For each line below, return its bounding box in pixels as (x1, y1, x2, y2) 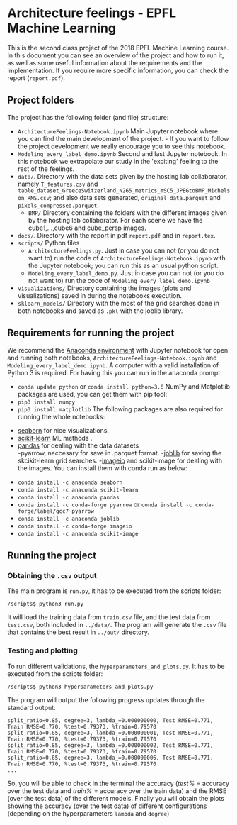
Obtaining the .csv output (7, 570, 97, 580)
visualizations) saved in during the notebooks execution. (17, 291, 183, 299)
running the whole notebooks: (17, 412, 105, 421)
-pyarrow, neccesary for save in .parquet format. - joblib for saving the (17, 448, 222, 457)
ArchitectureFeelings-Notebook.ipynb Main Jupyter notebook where (17, 126, 219, 135)
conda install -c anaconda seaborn (17, 479, 123, 486)
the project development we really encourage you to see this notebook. (17, 142, 226, 150)
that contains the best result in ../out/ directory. (7, 628, 150, 636)
